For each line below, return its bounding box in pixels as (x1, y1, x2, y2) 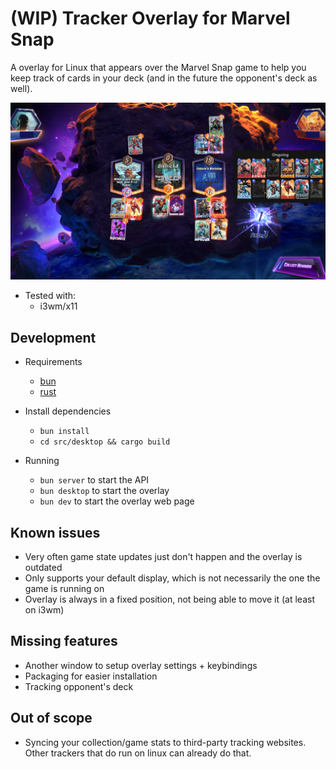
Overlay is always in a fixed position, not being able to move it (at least (24, 593, 315, 606)
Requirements (24, 356, 83, 368)
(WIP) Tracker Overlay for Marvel (10, 7, 291, 30)
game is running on (24, 583, 105, 595)
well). (10, 82, 33, 94)
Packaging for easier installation (24, 670, 158, 682)
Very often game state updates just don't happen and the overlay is (24, 551, 303, 563)
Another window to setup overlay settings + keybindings (24, 659, 258, 671)
